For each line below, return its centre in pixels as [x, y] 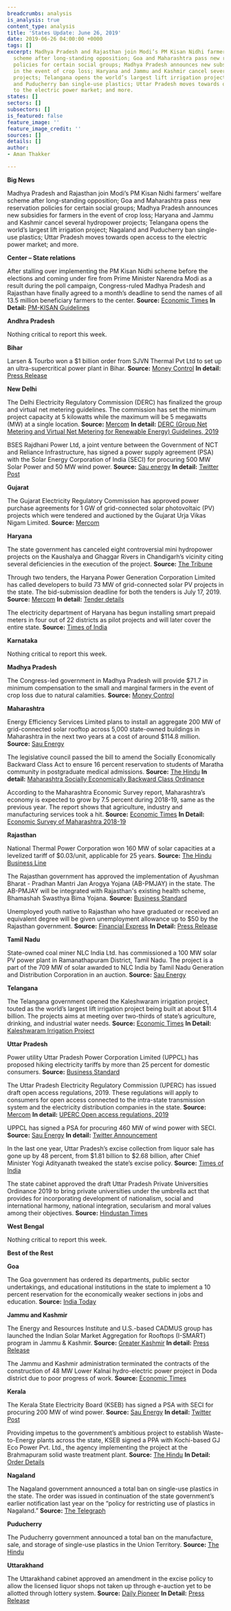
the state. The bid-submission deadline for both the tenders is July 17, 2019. [114, 592]
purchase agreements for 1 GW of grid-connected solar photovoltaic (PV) [111, 508]
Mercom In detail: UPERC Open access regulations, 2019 [88, 1114]
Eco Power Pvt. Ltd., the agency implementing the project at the [97, 1447]
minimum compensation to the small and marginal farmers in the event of [111, 687]
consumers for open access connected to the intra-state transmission [106, 1100]
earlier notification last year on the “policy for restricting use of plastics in [111, 1503]
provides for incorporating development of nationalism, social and [100, 1198]
